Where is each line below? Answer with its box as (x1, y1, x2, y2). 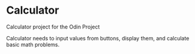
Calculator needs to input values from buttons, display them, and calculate (6, 34, 190, 42)
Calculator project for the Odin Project (6, 23, 100, 30)
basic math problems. (6, 41, 60, 48)
